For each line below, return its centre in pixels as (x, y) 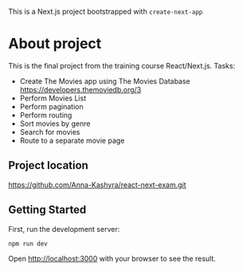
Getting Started (47, 210)
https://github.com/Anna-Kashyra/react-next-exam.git (97, 185)
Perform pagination (51, 106)
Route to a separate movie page (72, 140)
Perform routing (46, 115)
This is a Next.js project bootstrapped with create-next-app (106, 12)
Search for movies (50, 132)
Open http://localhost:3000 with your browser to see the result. (112, 259)
